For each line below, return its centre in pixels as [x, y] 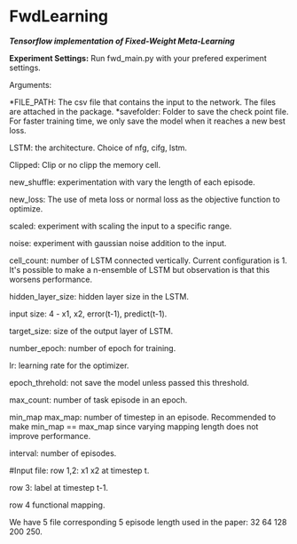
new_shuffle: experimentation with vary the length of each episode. [132, 182]
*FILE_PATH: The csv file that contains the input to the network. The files [143, 102]
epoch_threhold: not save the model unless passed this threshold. [129, 382]
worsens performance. [51, 279]
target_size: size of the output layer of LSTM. [91, 331]
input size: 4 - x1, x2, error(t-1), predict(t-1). [88, 314]
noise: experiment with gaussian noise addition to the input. [118, 243]
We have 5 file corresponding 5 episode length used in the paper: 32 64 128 [148, 522]
